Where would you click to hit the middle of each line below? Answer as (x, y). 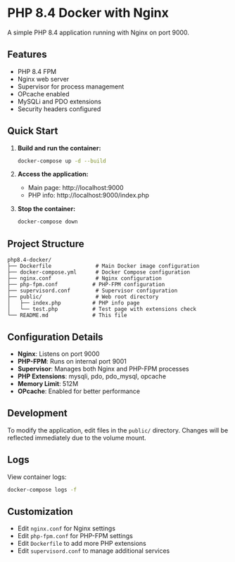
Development (38, 413)
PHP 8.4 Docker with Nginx (88, 13)
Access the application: (53, 174)
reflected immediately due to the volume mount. (77, 438)
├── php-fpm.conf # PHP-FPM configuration (86, 285)
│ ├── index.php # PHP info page (74, 303)
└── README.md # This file (68, 315)
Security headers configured (59, 109)
